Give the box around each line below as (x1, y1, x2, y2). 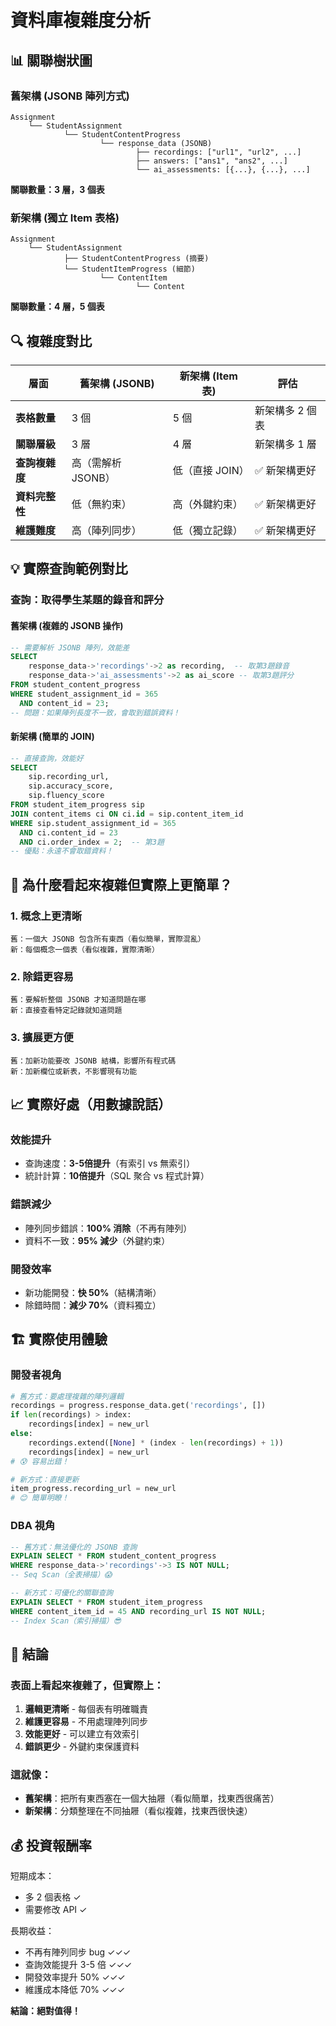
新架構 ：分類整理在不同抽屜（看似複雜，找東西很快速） (24, 1805, 253, 1817)
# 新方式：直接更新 (10, 1474, 80, 1485)
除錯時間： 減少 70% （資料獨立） (24, 1299, 162, 1311)
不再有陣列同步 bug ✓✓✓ (24, 1946, 132, 1958)
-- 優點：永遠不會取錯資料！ (10, 846, 114, 856)
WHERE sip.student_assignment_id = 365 (10, 818, 177, 828)
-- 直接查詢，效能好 (10, 753, 84, 763)
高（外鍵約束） (172, 497, 243, 511)
